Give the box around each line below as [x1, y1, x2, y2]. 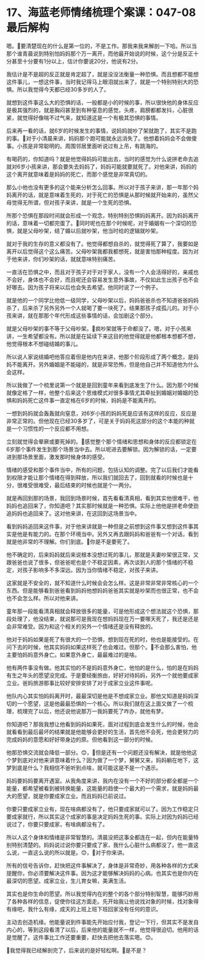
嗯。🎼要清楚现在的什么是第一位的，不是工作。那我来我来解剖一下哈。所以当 [6, 42, 197, 49]
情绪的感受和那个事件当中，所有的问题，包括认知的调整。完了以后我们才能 [6, 466, 193, 474]
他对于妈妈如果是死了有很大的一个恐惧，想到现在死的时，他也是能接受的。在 [6, 636, 199, 643]
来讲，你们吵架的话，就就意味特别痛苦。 [16, 255, 119, 263]
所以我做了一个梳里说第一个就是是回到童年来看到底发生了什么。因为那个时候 [6, 381, 199, 389]
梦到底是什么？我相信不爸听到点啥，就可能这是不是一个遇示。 [6, 764, 162, 771]
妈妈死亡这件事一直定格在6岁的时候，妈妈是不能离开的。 [16, 397, 160, 404]
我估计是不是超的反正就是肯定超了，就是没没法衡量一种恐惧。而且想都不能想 [6, 70, 199, 78]
